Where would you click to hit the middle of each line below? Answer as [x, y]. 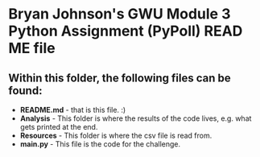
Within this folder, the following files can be [120, 78]
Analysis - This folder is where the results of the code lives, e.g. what [136, 118]
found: [25, 91]
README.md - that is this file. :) [73, 110]
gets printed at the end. [59, 127]
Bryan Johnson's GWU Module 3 [120, 14]
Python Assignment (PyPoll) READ [126, 31]
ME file [32, 48]
